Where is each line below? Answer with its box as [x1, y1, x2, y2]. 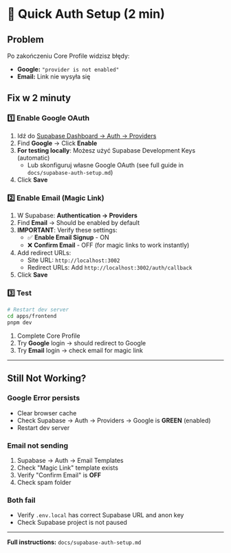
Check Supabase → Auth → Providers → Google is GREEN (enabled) [16, 416, 211, 424]
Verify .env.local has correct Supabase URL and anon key [16, 511, 184, 519]
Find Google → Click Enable [16, 139, 98, 147]
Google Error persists [7, 393, 80, 403]
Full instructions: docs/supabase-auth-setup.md [7, 538, 142, 546]
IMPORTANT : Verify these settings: [16, 226, 118, 234]
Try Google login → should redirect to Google [16, 338, 146, 347]
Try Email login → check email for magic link [16, 346, 143, 354]
